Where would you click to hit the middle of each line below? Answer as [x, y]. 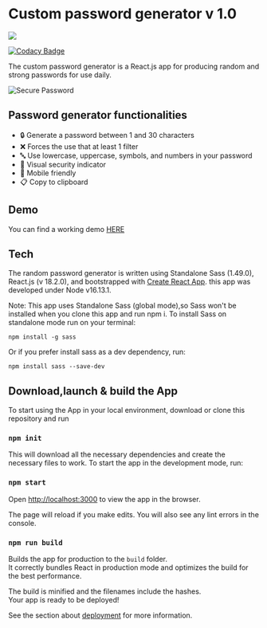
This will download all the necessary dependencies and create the [117, 454]
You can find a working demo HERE [67, 229]
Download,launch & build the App [93, 391]
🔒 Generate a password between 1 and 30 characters [107, 135]
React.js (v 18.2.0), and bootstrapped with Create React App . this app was [130, 282]
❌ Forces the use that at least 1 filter [79, 146]
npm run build [35, 542]
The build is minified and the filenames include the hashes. [105, 591]
